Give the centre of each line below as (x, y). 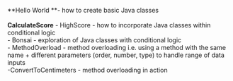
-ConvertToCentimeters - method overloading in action (87, 70)
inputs (17, 62)
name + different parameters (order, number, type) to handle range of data (116, 55)
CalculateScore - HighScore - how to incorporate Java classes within (109, 25)
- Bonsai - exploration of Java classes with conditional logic (95, 40)
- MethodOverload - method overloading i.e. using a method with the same (117, 48)
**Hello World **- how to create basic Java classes (83, 10)
